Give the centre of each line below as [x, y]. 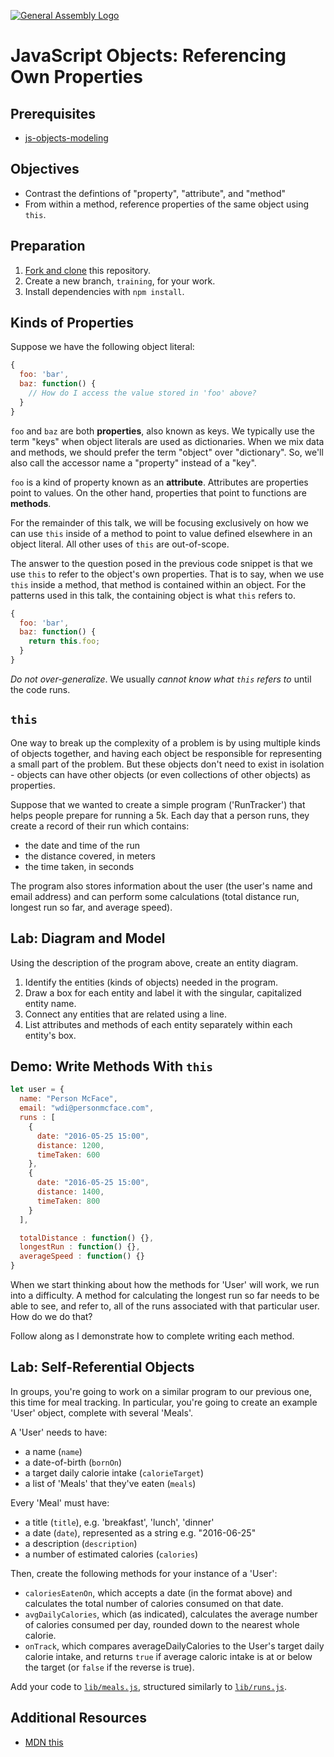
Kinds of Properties [72, 323]
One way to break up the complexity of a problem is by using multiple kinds [165, 742]
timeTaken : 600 [68, 1155]
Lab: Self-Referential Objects [102, 1367]
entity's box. [50, 1035]
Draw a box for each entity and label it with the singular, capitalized [163, 992]
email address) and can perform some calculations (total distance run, [155, 896]
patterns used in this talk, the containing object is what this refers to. [153, 595]
